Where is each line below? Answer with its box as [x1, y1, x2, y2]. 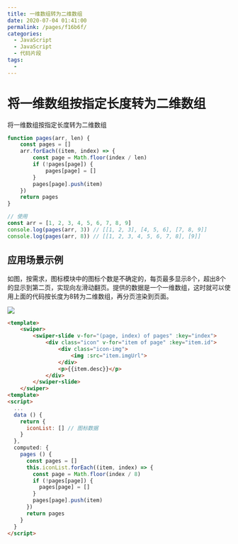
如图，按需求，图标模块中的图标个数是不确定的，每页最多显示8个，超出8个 [7, 274, 227, 283]
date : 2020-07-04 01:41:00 [7, 17, 87, 24]
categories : [7, 30, 42, 37]
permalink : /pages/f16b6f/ [7, 23, 87, 30]
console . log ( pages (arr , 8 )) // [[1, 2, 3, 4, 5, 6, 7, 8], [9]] [7, 233, 201, 240]
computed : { [13, 444, 50, 451]
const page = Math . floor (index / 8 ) [33, 470, 141, 478]
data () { [13, 411, 42, 418]
